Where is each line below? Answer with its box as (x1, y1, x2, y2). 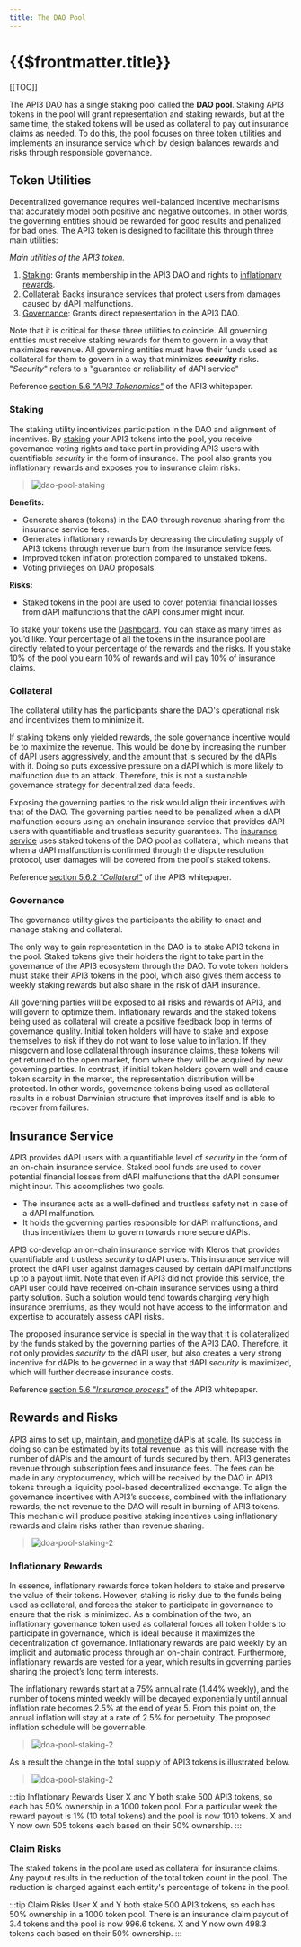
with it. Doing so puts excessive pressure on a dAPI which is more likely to (9, 760, 284, 771)
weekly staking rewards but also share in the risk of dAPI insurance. (9, 980, 261, 991)
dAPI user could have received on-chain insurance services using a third (9, 1283, 279, 1294)
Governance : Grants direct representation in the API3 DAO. (22, 307, 240, 319)
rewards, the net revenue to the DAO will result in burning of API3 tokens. (9, 1500, 280, 1511)
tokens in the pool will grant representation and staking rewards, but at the (9, 109, 285, 120)
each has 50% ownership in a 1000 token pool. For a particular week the (9, 1801, 278, 1812)
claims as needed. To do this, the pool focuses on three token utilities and (9, 128, 282, 138)
